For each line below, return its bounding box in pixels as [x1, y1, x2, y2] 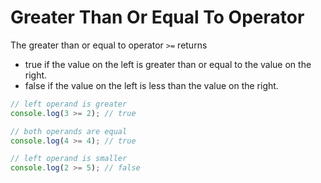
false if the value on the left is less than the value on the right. [24, 79, 279, 91]
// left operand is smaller [10, 154, 128, 164]
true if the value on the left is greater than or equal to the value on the [24, 58, 312, 70]
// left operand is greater [10, 99, 128, 109]
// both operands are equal [10, 126, 128, 136]
